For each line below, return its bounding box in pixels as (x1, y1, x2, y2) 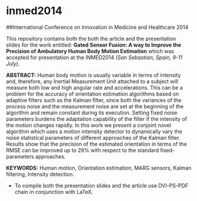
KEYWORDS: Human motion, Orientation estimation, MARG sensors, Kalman (6, 164, 192, 172)
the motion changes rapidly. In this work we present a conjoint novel (6, 121, 172, 128)
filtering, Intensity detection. (6, 170, 75, 177)
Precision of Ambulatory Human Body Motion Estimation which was (6, 47, 175, 54)
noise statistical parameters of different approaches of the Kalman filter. (6, 134, 181, 141)
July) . (6, 60, 20, 67)
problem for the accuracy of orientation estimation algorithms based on (6, 90, 179, 97)
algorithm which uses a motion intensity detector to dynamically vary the (6, 128, 182, 135)
